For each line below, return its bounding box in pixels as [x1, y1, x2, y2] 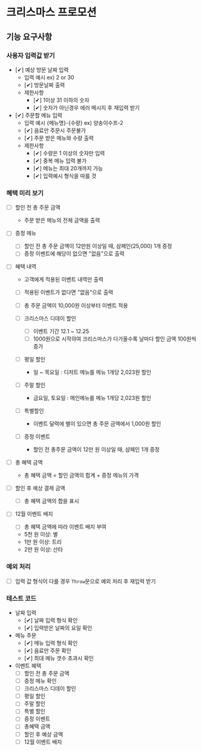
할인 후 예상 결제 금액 [15, 484, 65, 492]
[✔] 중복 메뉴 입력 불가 [33, 157, 87, 164]
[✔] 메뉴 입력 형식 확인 [24, 639, 78, 647]
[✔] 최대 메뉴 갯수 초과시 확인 [24, 655, 94, 662]
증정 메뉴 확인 [24, 677, 57, 685]
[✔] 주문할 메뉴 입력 [15, 112, 62, 119]
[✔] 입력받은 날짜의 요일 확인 [24, 624, 93, 632]
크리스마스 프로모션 [6, 5, 97, 19]
